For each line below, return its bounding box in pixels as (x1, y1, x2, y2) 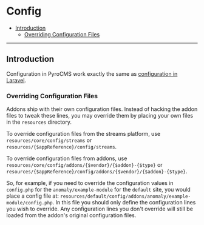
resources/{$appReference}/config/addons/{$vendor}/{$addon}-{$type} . (6, 168, 188, 175)
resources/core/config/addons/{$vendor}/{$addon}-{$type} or (6, 161, 163, 169)
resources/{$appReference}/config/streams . (6, 143, 117, 150)
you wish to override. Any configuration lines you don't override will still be (6, 205, 193, 213)
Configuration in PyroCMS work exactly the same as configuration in (6, 70, 178, 77)
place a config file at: (6, 192, 59, 200)
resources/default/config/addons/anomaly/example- (59, 193, 191, 200)
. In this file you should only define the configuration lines (52, 199, 196, 206)
